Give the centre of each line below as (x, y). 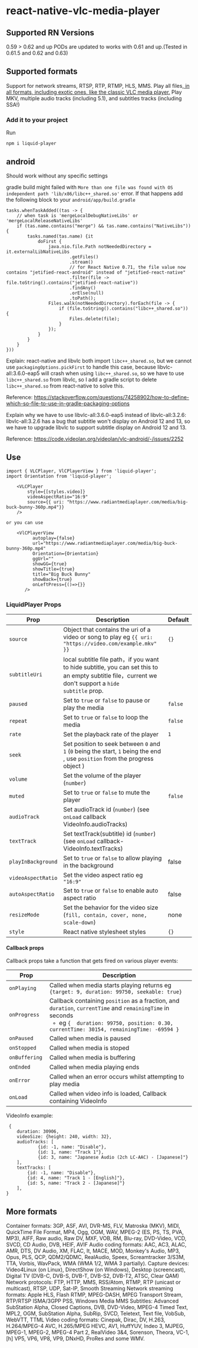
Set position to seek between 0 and (112, 744)
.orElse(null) (87, 293)
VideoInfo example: (30, 1116)
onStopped (23, 1048)
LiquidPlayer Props (34, 604)
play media (65, 1084)
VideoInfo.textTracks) (93, 849)
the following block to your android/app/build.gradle (71, 199)
